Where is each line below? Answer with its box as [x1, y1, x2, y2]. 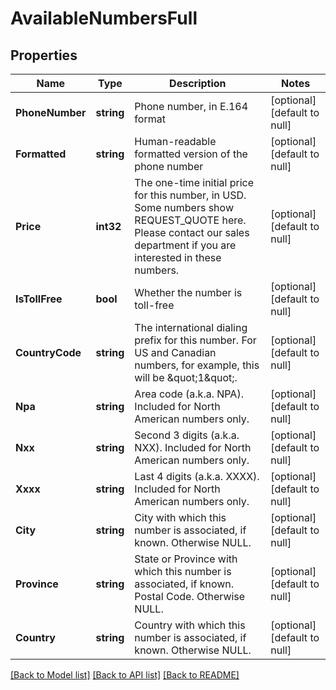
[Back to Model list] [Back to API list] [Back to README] [10, 669, 240, 681]
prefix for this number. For [134, 333, 257, 347]
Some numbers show [134, 201, 234, 214]
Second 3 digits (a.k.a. [134, 428, 240, 442]
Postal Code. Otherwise [134, 590, 246, 603]
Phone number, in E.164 [134, 100, 249, 113]
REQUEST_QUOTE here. [134, 213, 247, 227]
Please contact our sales [134, 226, 250, 239]
